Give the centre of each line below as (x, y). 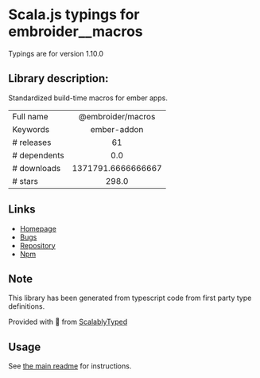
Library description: (58, 78)
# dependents (39, 155)
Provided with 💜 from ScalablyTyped (68, 322)
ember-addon (117, 129)
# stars (25, 181)
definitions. (27, 306)
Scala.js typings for (74, 15)
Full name (31, 116)
